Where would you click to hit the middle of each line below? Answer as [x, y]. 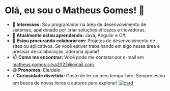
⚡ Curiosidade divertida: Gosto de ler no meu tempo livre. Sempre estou [89, 75]
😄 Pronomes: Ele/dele [36, 70]
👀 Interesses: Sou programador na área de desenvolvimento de [79, 24]
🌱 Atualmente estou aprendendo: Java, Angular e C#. [69, 35]
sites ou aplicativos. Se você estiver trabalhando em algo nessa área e [86, 46]
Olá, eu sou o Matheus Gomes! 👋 [75, 10]
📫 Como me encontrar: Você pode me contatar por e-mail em [78, 57]
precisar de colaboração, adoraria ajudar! [56, 51]
